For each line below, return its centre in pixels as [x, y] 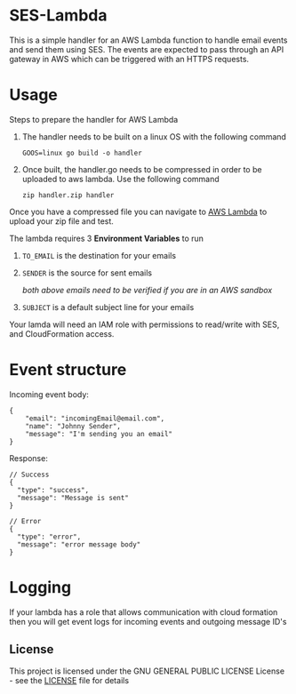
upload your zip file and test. [61, 221]
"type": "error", [49, 537]
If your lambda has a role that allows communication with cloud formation [144, 612]
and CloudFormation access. [62, 333]
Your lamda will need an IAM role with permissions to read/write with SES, [144, 324]
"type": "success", [53, 490]
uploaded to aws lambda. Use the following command [120, 179]
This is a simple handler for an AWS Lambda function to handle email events [148, 40]
